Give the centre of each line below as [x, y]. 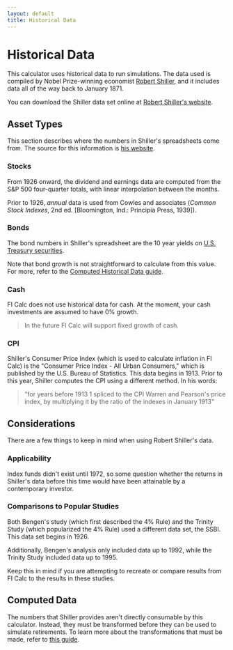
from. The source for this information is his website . [81, 148]
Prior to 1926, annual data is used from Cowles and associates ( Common [112, 202]
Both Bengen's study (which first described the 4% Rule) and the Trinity [110, 521]
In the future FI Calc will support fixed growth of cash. [102, 325]
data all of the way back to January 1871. [65, 88]
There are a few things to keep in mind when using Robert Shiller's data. [111, 440]
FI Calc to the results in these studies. [61, 578]
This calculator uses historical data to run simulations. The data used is [109, 74]
